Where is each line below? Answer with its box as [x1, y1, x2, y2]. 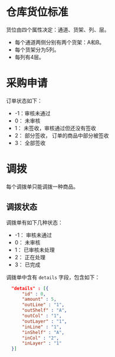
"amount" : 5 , [21, 297, 57, 303]
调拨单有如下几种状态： [6, 218, 63, 226]
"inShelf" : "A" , [21, 329, 65, 335]
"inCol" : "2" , [21, 335, 60, 341]
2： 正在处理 [14, 253, 46, 260]
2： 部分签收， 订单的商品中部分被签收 [14, 131, 109, 139]
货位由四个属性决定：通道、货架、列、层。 [6, 26, 110, 33]
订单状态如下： [6, 97, 42, 104]
